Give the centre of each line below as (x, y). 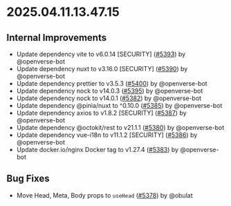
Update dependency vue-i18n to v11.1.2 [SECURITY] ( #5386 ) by (107, 135)
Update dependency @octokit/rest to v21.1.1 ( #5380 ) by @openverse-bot (120, 128)
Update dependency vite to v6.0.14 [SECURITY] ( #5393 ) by (101, 54)
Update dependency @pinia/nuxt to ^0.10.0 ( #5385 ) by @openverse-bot (119, 105)
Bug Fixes (28, 179)
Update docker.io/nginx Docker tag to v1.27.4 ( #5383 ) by (98, 150)
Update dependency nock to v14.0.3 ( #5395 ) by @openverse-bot (110, 91)
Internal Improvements (57, 38)
